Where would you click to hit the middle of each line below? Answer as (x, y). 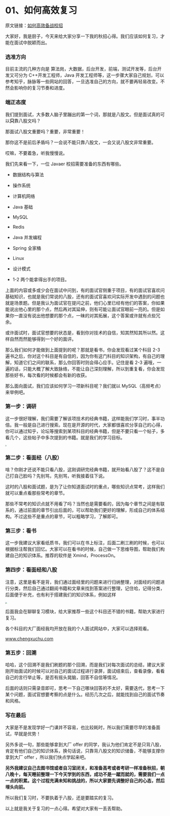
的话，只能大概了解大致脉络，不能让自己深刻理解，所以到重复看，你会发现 (87, 368)
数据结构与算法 (28, 174)
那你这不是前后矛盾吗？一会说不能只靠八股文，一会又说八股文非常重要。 (80, 142)
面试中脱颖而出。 (32, 42)
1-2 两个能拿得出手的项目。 (41, 279)
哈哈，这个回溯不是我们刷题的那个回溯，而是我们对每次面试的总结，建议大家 (85, 665)
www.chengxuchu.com (29, 639)
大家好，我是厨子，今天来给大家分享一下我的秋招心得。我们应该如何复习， (83, 36)
